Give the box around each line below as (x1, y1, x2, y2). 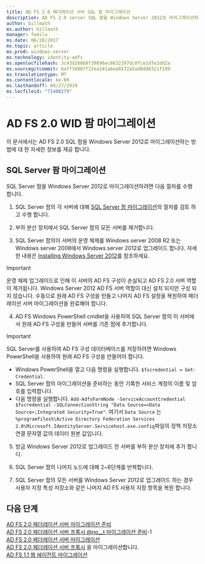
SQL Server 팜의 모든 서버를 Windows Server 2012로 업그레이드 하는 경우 (15, 476, 193, 483)
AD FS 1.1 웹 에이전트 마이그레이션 (6, 551, 88, 559)
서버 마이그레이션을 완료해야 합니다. (22, 300, 108, 307)
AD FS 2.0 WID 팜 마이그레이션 (6, 117, 156, 131)
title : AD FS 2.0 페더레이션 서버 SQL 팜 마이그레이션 (6, 9, 131, 15)
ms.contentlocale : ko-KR (6, 77, 70, 83)
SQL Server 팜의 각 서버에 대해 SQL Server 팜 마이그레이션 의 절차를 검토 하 (15, 203, 196, 211)
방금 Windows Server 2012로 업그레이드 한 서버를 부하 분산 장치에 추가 (15, 443, 186, 450)
